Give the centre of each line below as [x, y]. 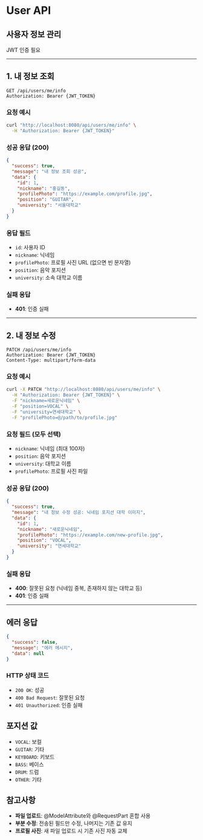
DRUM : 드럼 [27, 772]
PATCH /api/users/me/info [39, 350]
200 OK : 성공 [30, 690]
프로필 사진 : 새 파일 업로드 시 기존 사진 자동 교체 [71, 831]
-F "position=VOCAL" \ [40, 406]
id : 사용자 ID [30, 248]
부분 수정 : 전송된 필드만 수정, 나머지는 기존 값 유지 [74, 823]
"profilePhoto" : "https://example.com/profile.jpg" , [85, 194]
